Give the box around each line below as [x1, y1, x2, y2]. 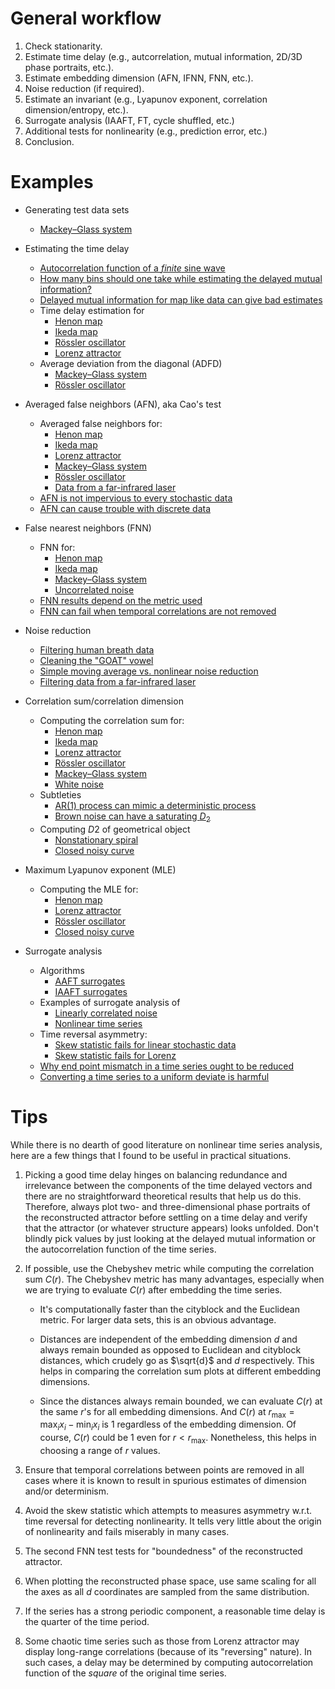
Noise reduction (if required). [24, 82, 145, 94]
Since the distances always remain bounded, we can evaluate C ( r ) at [39, 1395, 323, 1407]
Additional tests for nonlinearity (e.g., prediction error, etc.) [24, 125, 268, 137]
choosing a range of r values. [39, 1445, 161, 1456]
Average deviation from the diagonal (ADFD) [39, 357, 223, 369]
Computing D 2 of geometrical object [39, 823, 191, 835]
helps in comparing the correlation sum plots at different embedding [39, 1365, 322, 1377]
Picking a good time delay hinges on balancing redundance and [24, 1168, 288, 1181]
